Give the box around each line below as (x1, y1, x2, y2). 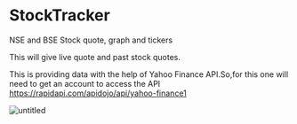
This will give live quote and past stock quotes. (9, 51, 181, 62)
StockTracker (9, 5, 111, 26)
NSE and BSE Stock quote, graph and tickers (9, 35, 173, 45)
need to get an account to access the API (9, 78, 161, 89)
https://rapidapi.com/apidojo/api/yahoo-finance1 (9, 88, 187, 98)
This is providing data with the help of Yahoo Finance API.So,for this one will (9, 68, 289, 80)
